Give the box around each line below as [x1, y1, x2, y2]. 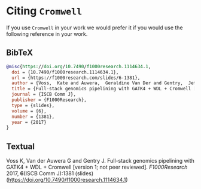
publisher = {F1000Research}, [11, 97, 87, 103]
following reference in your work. [6, 30, 88, 37]
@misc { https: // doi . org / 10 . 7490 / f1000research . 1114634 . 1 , [6, 63, 151, 69]
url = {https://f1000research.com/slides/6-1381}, [11, 75, 141, 81]
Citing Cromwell [6, 4, 83, 18]
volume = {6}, [11, 108, 47, 114]
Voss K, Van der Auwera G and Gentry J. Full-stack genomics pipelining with [6, 157, 194, 164]
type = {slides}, [11, 102, 55, 108]
